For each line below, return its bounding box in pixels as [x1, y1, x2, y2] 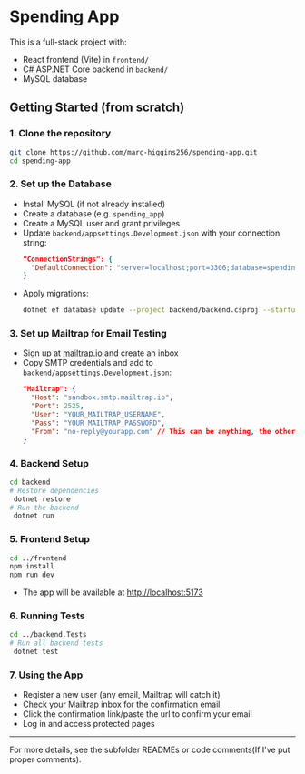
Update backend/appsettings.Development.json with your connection [22, 227, 280, 238]
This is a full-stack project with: [9, 36, 127, 47]
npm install [9, 562, 54, 571]
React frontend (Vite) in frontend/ [22, 54, 150, 65]
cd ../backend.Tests [9, 630, 88, 639]
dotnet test [13, 648, 59, 657]
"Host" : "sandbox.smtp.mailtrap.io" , [31, 393, 174, 402]
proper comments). [9, 754, 82, 765]
